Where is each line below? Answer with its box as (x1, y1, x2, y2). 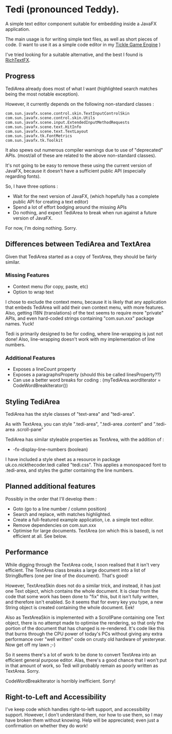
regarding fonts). (5, 173, 41, 179)
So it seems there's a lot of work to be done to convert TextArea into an (5, 651, 157, 657)
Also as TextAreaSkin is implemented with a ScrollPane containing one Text (5, 614, 165, 620)
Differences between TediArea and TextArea (5, 240, 151, 249)
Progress (5, 72, 35, 81)
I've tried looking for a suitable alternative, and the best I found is (5, 51, 143, 58)
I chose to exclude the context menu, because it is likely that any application (5, 299, 167, 305)
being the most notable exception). (5, 91, 80, 97)
